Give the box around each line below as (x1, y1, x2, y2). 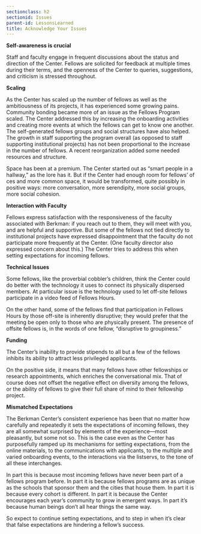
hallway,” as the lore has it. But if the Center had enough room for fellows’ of (6, 172, 195, 179)
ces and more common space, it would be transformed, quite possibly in (6, 178, 185, 185)
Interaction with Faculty (6, 202, 67, 209)
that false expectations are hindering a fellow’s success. (6, 521, 145, 529)
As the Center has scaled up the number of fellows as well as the (6, 96, 167, 103)
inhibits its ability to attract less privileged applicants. (6, 355, 137, 362)
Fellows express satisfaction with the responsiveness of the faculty (6, 214, 172, 221)
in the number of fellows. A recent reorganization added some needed (6, 147, 180, 154)
